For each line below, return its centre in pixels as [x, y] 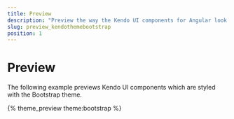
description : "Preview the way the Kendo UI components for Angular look [117, 20]
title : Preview [29, 14]
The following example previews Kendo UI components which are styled [111, 87]
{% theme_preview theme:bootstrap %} [64, 108]
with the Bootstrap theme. [45, 94]
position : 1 [25, 33]
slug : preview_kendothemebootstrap [59, 27]
